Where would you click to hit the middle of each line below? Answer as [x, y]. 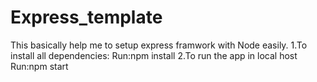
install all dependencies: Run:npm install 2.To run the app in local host [154, 55]
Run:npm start [39, 66]
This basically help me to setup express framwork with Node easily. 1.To [159, 45]
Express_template [86, 17]
